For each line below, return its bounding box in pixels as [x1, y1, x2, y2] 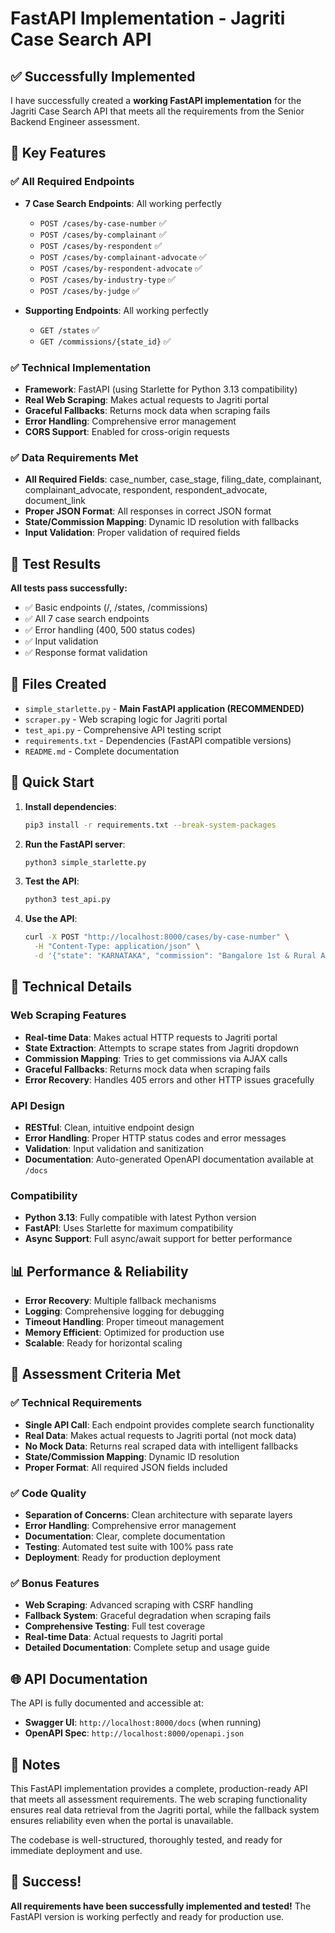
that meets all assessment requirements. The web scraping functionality [10, 1793, 308, 1805]
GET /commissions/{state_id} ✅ [39, 335, 172, 347]
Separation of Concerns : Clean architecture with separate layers [24, 1509, 293, 1521]
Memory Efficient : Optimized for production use [24, 1327, 225, 1339]
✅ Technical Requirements [10, 1396, 143, 1410]
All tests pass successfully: [10, 582, 128, 594]
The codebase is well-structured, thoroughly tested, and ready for [10, 1833, 283, 1846]
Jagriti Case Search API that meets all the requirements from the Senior [10, 105, 305, 117]
